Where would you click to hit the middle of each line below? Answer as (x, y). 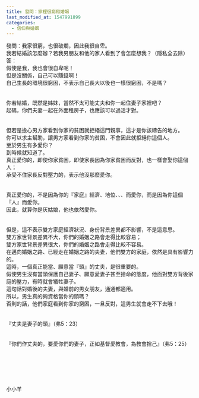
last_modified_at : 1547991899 (44, 17)
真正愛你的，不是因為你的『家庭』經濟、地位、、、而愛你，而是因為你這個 (94, 195)
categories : (21, 23)
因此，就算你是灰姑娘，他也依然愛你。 (53, 210)
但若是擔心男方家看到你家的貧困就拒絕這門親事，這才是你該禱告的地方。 (94, 130)
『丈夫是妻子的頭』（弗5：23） (44, 324)
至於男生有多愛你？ (30, 145)
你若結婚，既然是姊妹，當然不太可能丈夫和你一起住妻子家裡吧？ (84, 103)
